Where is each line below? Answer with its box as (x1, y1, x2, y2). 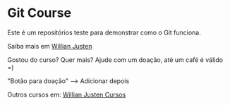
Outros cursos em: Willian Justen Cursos (7, 90, 126, 99)
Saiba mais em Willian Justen (7, 42, 92, 50)
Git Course (7, 5, 72, 21)
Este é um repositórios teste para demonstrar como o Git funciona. (7, 28, 201, 37)
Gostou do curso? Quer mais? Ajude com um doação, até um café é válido (7, 55, 224, 64)
